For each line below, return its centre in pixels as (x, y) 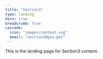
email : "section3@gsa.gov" (37, 37)
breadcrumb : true (23, 23)
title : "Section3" (24, 10)
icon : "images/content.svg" (39, 32)
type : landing (20, 14)
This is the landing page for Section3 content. (52, 51)
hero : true (16, 19)
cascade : (14, 28)
